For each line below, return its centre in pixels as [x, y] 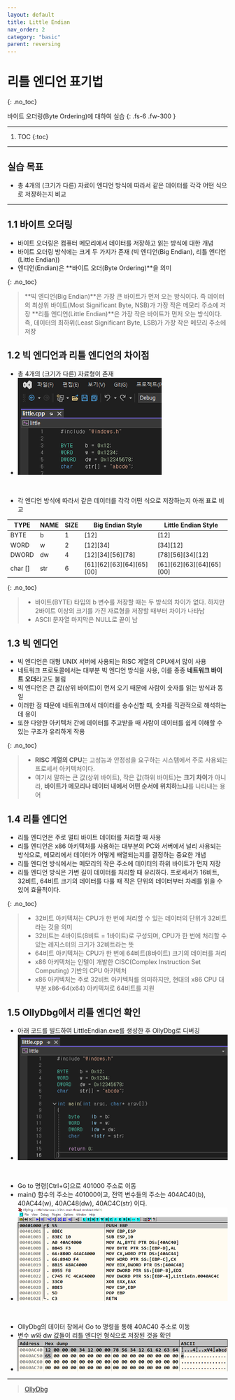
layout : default [31, 15]
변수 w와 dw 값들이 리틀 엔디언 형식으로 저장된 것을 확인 [94, 1335]
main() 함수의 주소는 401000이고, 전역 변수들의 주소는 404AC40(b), [112, 1194]
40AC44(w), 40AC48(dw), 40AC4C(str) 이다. [82, 1203]
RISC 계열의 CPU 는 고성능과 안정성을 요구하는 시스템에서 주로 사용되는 [131, 760]
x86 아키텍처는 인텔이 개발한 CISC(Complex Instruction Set [118, 962]
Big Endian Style [118, 525]
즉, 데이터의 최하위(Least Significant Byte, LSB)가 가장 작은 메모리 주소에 [125, 323]
